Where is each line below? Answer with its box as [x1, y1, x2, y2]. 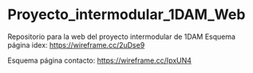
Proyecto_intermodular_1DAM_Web [7, 6, 246, 24]
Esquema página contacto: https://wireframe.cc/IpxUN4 [7, 56, 192, 65]
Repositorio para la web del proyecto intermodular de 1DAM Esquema [7, 32, 236, 41]
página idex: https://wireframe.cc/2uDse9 [7, 40, 145, 49]
